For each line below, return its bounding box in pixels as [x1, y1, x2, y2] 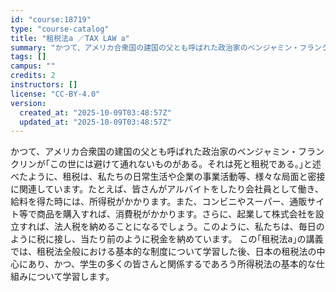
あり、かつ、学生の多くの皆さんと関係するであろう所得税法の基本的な [27, 258, 317, 270]
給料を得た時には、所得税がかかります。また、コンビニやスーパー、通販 [10, 196, 308, 208]
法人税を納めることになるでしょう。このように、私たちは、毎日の [53, 221, 325, 233]
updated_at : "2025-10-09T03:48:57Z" [19, 117, 172, 127]
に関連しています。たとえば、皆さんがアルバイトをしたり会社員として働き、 [10, 183, 324, 195]
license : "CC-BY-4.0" [10, 89, 101, 99]
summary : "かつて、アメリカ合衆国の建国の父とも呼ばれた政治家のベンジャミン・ [10, 42, 300, 53]
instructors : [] [10, 80, 78, 90]
